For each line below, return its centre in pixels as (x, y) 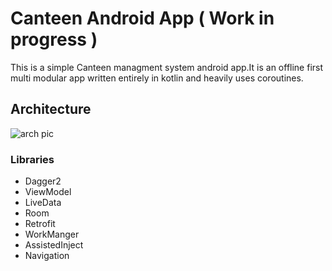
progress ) (54, 39)
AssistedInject (54, 245)
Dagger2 (43, 181)
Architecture (51, 109)
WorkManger (52, 234)
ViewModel (48, 192)
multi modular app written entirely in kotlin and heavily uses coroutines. (157, 78)
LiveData (43, 203)
